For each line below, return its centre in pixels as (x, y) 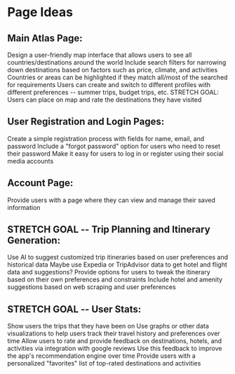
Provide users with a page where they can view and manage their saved (112, 200)
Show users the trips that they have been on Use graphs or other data (108, 326)
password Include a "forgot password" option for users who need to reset (114, 146)
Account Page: (40, 183)
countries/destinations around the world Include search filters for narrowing (117, 62)
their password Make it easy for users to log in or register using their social (115, 153)
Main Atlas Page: (45, 38)
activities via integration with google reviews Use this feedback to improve (115, 349)
